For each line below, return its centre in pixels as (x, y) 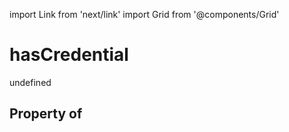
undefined (30, 82)
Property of (46, 114)
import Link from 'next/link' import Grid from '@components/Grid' (144, 14)
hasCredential (69, 55)
